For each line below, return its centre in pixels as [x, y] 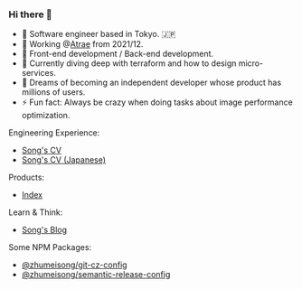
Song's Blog [44, 230]
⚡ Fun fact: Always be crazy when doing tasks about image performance [157, 102]
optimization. [46, 116]
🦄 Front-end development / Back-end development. [118, 54]
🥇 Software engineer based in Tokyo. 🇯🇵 [99, 34]
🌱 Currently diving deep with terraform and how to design [129, 63]
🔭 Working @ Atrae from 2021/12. [82, 44]
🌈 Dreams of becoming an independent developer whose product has [151, 83]
